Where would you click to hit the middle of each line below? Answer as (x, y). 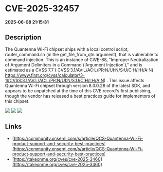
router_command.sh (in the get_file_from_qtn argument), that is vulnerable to (82, 54)
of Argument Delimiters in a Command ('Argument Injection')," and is (74, 64)
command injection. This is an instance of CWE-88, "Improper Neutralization (82, 60)
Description (23, 37)
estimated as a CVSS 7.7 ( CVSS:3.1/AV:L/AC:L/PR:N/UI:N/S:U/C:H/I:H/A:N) (79, 70)
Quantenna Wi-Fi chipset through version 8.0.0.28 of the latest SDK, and (78, 86)
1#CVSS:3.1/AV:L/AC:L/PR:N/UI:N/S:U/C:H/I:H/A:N (54, 80)
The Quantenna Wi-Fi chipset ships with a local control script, (67, 49)
